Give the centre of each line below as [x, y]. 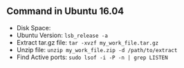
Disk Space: [34, 27]
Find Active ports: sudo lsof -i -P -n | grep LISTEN [92, 57]
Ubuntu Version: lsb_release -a [62, 35]
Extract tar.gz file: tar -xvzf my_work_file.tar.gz [88, 42]
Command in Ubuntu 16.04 [65, 11]
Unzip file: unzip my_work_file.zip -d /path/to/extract [97, 49]
